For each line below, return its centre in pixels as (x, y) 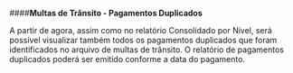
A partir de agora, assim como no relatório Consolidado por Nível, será (141, 30)
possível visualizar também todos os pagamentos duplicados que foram (143, 40)
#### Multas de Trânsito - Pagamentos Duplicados (106, 13)
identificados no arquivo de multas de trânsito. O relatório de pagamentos (147, 50)
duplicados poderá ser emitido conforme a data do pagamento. (128, 59)
